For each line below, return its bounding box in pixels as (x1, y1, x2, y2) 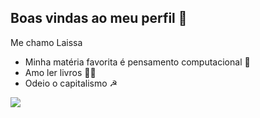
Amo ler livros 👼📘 (24, 66, 97, 78)
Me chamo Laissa (10, 36, 83, 48)
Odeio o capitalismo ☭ (24, 77, 118, 89)
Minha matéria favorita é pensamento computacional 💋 (24, 56, 251, 68)
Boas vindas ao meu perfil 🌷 (10, 10, 188, 27)
